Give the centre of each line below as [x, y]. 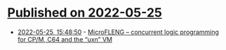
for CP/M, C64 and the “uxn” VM [65, 39]
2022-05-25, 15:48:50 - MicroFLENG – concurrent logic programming [118, 32]
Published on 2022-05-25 [85, 13]
